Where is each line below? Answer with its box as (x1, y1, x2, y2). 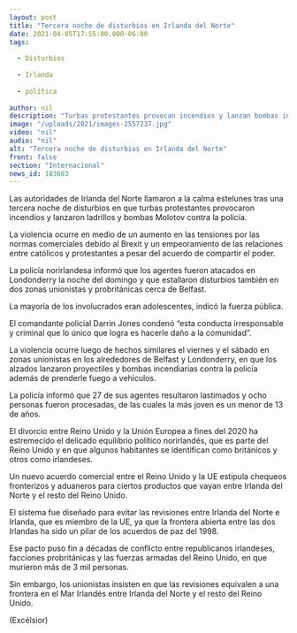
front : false (9, 152, 57, 162)
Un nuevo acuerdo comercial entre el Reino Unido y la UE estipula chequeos (9, 471, 287, 482)
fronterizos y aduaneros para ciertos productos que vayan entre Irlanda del (9, 481, 283, 492)
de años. (9, 408, 42, 420)
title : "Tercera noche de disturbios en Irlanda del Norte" (9, 21, 236, 30)
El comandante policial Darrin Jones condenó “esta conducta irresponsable (9, 318, 285, 329)
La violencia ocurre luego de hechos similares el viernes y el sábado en (9, 345, 270, 355)
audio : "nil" (9, 136, 57, 145)
